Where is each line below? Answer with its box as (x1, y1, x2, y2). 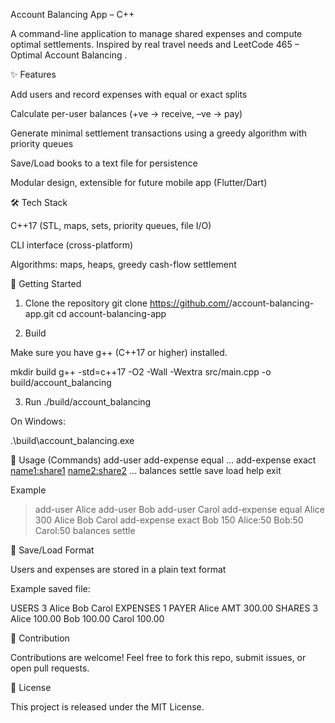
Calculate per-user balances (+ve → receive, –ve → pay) (10, 108, 243, 119)
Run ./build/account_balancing (24, 396, 152, 408)
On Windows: (10, 415, 66, 427)
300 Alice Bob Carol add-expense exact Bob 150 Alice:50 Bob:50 (34, 514, 304, 526)
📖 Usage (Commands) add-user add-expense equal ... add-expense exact (10, 454, 317, 466)
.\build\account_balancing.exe (10, 435, 135, 446)
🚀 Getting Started (10, 278, 82, 289)
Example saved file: (10, 583, 91, 594)
